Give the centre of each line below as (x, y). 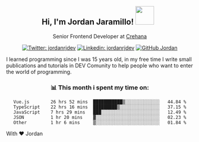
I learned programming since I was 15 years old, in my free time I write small (99, 59)
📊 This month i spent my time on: (100, 88)
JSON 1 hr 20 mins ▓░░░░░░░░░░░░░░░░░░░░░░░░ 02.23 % (100, 118)
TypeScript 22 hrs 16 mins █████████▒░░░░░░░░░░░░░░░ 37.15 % (100, 107)
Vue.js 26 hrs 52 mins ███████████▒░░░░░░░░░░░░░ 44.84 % (100, 102)
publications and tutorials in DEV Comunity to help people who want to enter (99, 65)
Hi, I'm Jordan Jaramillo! (88, 22)
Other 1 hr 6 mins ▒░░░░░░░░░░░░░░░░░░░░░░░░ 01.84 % (100, 123)
